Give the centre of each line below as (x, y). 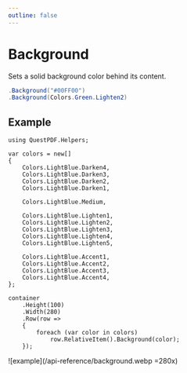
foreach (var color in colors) (87, 333)
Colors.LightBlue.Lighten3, (68, 230)
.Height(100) (43, 305)
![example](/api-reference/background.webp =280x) (93, 361)
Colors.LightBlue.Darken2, (66, 181)
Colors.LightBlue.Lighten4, (68, 236)
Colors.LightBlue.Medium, (65, 202)
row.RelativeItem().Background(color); (115, 340)
